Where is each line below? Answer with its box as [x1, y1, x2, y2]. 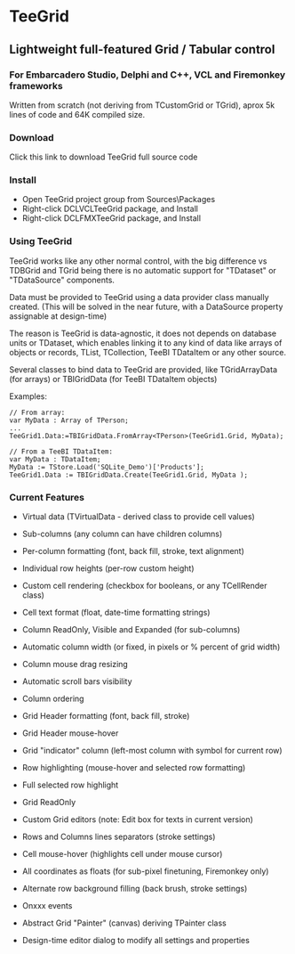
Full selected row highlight [21, 779, 119, 790]
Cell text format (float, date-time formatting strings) [21, 607, 211, 618]
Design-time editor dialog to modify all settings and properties [21, 935, 251, 946]
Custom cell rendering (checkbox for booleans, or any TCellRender [21, 581, 267, 591]
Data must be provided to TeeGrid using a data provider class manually [9, 291, 269, 302]
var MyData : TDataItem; [9, 454, 101, 464]
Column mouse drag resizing [21, 659, 129, 670]
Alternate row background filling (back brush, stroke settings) [21, 884, 248, 894]
